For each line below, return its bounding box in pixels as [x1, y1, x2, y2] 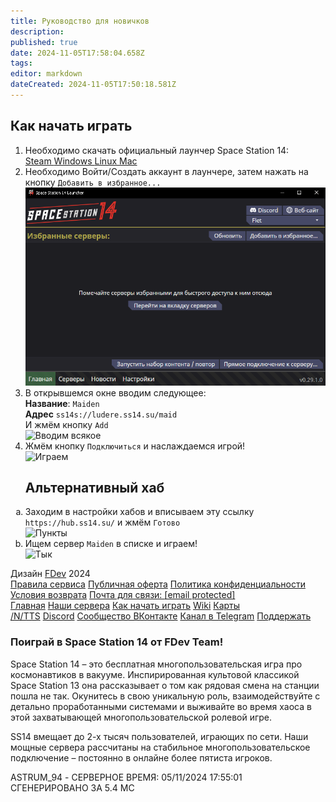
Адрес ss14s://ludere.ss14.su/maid [24, 408, 178, 420]
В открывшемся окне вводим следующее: [24, 386, 207, 399]
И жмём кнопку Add [24, 418, 109, 430]
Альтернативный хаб [24, 480, 165, 496]
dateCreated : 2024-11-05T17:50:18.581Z [10, 80, 177, 90]
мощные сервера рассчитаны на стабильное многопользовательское [10, 741, 311, 753]
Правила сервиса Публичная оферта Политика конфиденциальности [10, 578, 306, 590]
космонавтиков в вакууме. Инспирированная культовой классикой [10, 668, 300, 680]
